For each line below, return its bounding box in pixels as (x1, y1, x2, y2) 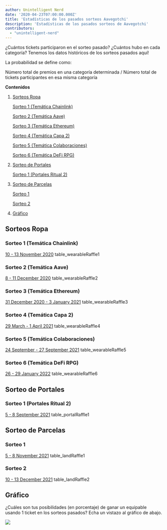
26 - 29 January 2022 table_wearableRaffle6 (5, 371, 98, 377)
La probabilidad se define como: (5, 60, 72, 65)
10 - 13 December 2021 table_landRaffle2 (5, 476, 90, 482)
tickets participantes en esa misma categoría (5, 75, 97, 80)
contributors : (5, 26, 35, 31)
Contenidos (5, 84, 30, 90)
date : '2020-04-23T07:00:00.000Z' (5, 12, 77, 17)
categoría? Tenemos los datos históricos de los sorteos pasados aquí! (5, 50, 149, 56)
